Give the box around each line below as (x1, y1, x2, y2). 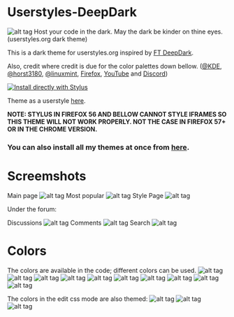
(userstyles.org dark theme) (7, 34, 88, 43)
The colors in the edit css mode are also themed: (7, 295, 148, 303)
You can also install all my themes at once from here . (7, 142, 190, 152)
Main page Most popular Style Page (7, 191, 164, 199)
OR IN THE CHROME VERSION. (7, 125, 98, 133)
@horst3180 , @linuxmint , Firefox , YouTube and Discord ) (7, 69, 168, 78)
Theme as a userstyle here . (7, 96, 86, 105)
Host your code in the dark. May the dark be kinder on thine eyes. (34, 27, 224, 36)
